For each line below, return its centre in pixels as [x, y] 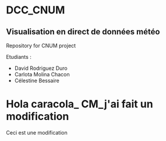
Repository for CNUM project [41, 45]
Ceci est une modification [37, 132]
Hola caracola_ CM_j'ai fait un [80, 104]
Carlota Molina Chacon [42, 74]
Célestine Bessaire [37, 80]
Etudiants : [19, 57]
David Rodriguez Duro [41, 68]
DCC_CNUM [36, 10]
